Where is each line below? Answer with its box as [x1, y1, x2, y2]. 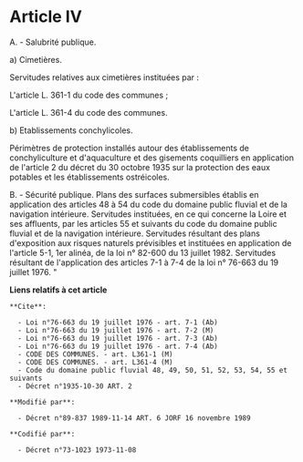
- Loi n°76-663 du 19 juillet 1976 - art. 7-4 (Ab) [17, 342, 219, 351]
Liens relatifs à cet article [9, 284, 108, 295]
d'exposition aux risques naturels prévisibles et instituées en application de [9, 237, 292, 248]
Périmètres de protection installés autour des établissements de [9, 142, 249, 153]
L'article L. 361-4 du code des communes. [9, 107, 168, 118]
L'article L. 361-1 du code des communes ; [9, 89, 169, 100]
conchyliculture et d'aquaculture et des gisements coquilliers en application [9, 152, 295, 163]
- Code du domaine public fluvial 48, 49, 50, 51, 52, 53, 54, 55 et [17, 365, 287, 375]
